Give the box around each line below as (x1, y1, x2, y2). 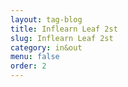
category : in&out (10, 42, 83, 53)
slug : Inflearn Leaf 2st (10, 33, 114, 43)
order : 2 (10, 61, 47, 71)
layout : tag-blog (10, 14, 83, 25)
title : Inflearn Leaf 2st (10, 24, 118, 34)
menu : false (10, 52, 60, 62)
